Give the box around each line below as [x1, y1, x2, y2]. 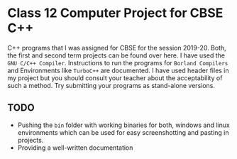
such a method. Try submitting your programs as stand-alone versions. [7, 81, 215, 89]
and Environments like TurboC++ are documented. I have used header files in [7, 66, 229, 75]
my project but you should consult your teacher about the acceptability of [7, 73, 223, 82]
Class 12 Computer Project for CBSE [7, 5, 224, 21]
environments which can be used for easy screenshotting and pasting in [17, 128, 229, 136]
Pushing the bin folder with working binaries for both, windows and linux [17, 121, 231, 129]
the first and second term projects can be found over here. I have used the [7, 51, 226, 60]
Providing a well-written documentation [17, 143, 133, 152]
